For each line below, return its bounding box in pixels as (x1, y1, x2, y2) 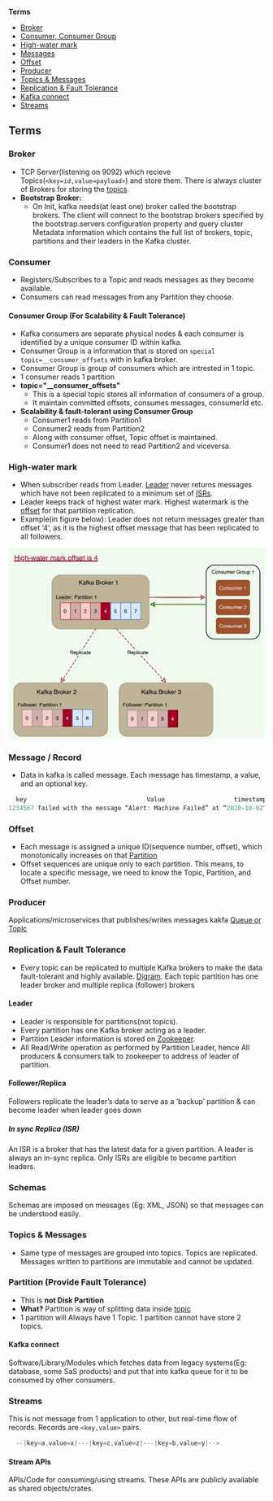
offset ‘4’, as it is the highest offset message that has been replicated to (19, 523, 260, 533)
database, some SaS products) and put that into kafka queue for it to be (8, 1367, 249, 1377)
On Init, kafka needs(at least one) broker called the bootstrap (32, 201, 237, 211)
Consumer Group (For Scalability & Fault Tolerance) (8, 311, 186, 321)
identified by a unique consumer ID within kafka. (19, 338, 183, 347)
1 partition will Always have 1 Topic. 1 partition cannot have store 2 (19, 1312, 241, 1322)
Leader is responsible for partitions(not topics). (19, 1016, 179, 1026)
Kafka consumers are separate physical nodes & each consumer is (19, 329, 245, 338)
